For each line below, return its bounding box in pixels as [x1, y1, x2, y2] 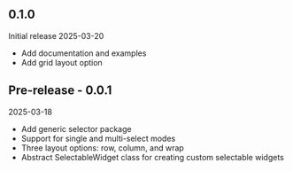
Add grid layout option [20, 57, 103, 67]
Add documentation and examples [20, 48, 147, 58]
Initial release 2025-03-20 [8, 30, 104, 41]
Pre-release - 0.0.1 [8, 83, 112, 98]
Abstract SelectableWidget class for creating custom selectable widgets [20, 152, 284, 162]
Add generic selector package [20, 123, 132, 134]
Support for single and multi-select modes [20, 133, 176, 144]
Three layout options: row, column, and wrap [20, 142, 185, 153]
